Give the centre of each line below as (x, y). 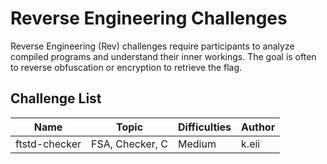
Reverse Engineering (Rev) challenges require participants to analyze (152, 46)
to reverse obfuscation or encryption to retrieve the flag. (126, 67)
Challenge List (56, 98)
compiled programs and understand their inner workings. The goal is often (163, 56)
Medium (197, 144)
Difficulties (205, 127)
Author (258, 127)
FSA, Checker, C (130, 144)
